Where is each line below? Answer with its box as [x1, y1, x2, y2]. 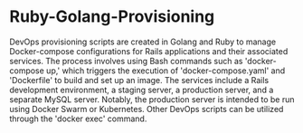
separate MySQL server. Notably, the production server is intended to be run [9, 93, 295, 105]
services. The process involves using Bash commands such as [9, 55, 243, 66]
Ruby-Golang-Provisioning [9, 6, 215, 27]
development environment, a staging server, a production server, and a [9, 84, 274, 95]
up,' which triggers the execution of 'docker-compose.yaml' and [46, 65, 286, 76]
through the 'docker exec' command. [9, 113, 147, 124]
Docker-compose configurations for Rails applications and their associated [9, 45, 289, 56]
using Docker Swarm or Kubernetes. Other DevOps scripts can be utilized [9, 103, 284, 114]
